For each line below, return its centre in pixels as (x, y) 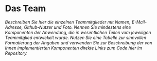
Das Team (26, 9)
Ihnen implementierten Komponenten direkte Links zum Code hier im (74, 48)
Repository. (17, 53)
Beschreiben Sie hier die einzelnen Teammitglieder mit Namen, (68, 22)
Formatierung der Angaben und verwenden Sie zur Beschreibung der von (79, 42)
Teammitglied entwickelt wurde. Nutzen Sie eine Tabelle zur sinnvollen (76, 38)
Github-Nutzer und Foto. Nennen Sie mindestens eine (78, 27)
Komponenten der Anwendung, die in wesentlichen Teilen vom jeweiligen (78, 32)
